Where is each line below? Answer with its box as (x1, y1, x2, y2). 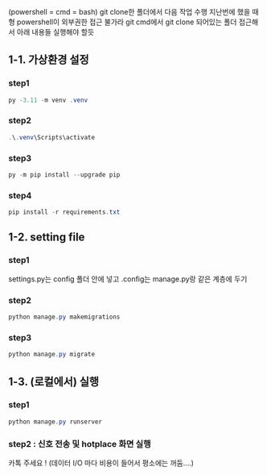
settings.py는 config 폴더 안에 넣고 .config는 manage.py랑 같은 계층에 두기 (8, 273, 248, 284)
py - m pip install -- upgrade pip (8, 171, 121, 179)
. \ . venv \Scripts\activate (8, 133, 95, 141)
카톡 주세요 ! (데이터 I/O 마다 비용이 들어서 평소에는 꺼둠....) (8, 458, 195, 468)
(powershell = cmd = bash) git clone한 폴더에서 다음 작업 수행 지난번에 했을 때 (8, 7, 259, 16)
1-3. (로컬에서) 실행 (8, 374, 99, 389)
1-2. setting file (8, 231, 85, 244)
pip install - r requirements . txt (8, 208, 121, 216)
